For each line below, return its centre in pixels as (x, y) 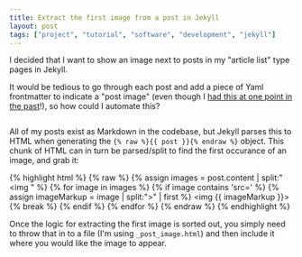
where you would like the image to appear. (88, 243)
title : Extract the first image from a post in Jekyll (114, 18)
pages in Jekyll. (38, 69)
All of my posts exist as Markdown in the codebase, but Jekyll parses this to (151, 132)
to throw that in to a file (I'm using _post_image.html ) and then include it (142, 234)
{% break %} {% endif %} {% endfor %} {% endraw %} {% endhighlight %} (150, 207)
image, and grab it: (44, 161)
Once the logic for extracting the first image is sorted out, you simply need (147, 224)
